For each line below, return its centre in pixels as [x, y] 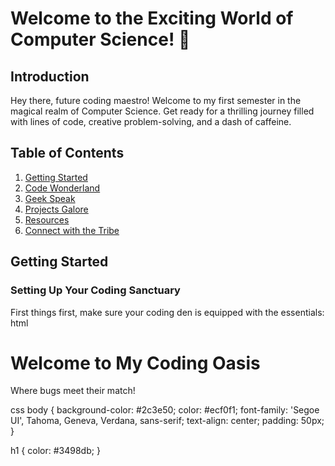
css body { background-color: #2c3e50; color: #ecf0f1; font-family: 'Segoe [165, 410]
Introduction [50, 76]
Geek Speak [50, 198]
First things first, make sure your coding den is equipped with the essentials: [167, 312]
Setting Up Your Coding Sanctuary [95, 290]
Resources [47, 219]
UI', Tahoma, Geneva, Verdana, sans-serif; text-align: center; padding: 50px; [167, 421]
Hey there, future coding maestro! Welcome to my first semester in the [156, 100]
